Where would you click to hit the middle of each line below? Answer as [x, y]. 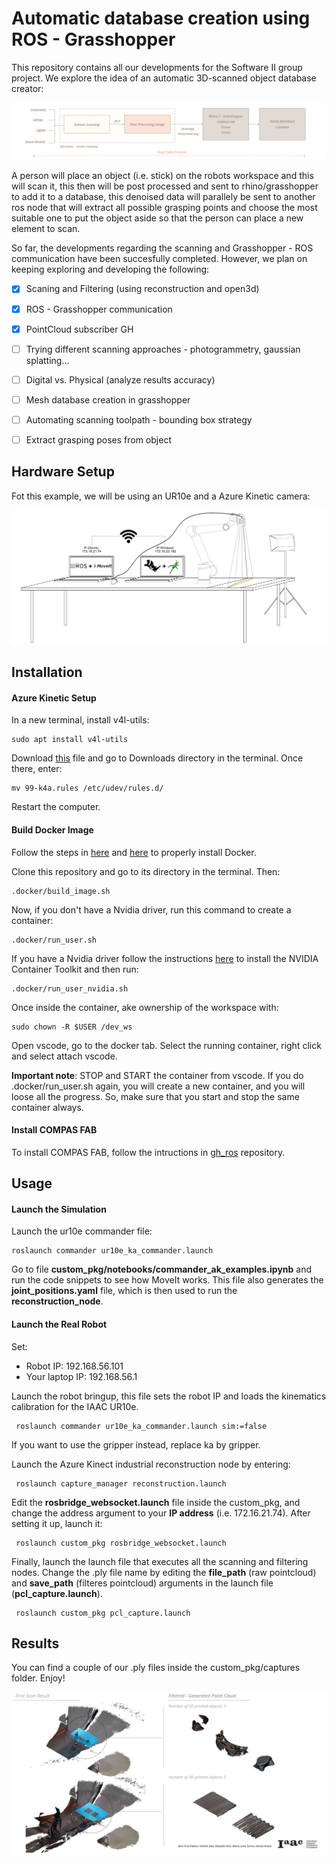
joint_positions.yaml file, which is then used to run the [124, 1291]
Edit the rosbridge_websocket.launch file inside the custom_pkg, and [156, 1502]
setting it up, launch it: [57, 1523]
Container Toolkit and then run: [75, 969]
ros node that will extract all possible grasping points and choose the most [164, 208]
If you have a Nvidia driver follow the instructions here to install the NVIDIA [165, 958]
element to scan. [46, 229]
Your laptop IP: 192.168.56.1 [81, 1376]
